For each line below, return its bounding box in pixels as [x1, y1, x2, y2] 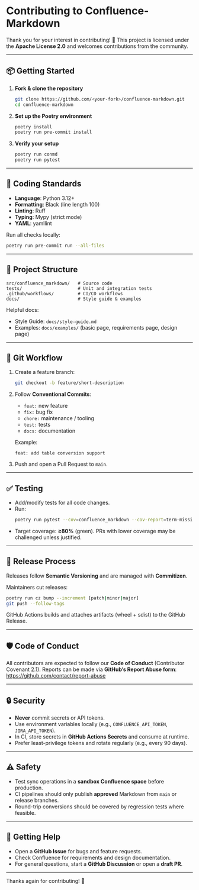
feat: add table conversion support [14, 450, 105, 456]
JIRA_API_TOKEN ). [14, 727, 56, 734]
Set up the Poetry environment [14, 112, 92, 120]
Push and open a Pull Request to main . [14, 460, 108, 468]
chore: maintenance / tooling [23, 415, 95, 422]
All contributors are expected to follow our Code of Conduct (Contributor [6, 660, 185, 667]
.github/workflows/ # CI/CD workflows [6, 291, 123, 296]
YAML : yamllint [14, 220, 52, 227]
